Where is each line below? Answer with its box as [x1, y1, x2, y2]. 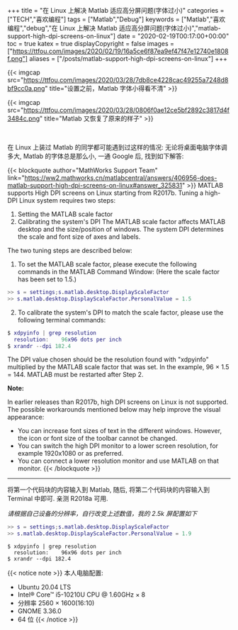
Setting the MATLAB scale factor [17, 210, 113, 218]
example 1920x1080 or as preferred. [17, 449, 124, 458]
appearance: [7, 413, 45, 422]
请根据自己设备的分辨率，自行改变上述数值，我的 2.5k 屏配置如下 [7, 510, 198, 518]
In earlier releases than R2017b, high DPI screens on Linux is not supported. [7, 398, 229, 406]
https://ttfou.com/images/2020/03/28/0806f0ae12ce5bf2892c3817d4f [23, 106, 230, 114]
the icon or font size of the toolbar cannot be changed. [17, 434, 178, 443]
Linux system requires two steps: [18, 196, 115, 204]
